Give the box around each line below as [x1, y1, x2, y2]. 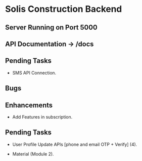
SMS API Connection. [12, 70, 56, 76]
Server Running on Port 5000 [5, 23, 97, 32]
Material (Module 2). [12, 151, 54, 157]
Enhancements [5, 101, 53, 109]
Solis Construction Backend [5, 3, 122, 15]
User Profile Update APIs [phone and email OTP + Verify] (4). [12, 141, 138, 147]
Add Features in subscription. [12, 114, 73, 120]
